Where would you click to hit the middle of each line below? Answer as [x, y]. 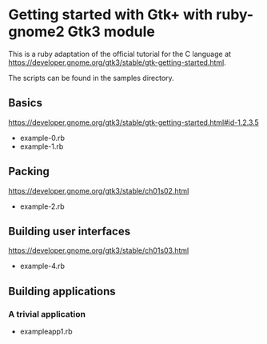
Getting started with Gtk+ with [111, 15]
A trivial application [47, 314]
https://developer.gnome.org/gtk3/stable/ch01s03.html [99, 250]
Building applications [62, 291]
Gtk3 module [112, 32]
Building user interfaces [69, 231]
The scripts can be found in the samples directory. [91, 78]
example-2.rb [42, 206]
